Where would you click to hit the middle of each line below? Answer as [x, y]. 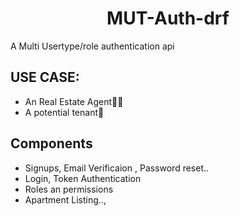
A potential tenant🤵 [64, 112]
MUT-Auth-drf [168, 18]
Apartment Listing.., [65, 199]
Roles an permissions [69, 189]
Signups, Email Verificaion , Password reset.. [117, 168]
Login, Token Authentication [83, 178]
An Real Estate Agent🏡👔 [74, 101]
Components [51, 143]
